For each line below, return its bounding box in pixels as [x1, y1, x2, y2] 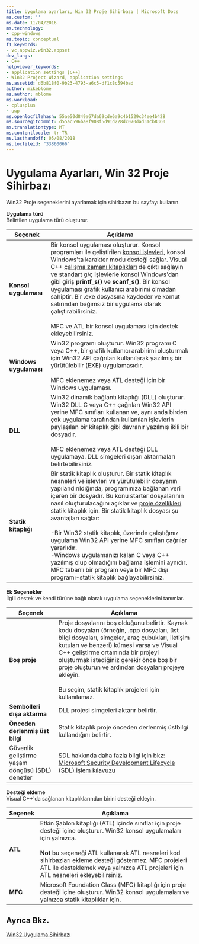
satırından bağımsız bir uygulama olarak [50, 300, 162, 308]
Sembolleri [9, 702, 40, 711]
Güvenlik [9, 744, 34, 752]
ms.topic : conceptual [6, 36, 60, 42]
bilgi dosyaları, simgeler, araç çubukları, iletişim [58, 633, 190, 642]
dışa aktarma [9, 709, 47, 718]
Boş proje [9, 655, 37, 664]
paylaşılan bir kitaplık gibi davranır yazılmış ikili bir [50, 423, 189, 431]
